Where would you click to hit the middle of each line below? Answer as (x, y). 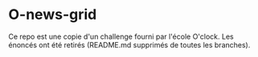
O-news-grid (53, 15)
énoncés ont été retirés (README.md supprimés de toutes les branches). (129, 44)
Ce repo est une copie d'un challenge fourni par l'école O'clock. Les (121, 36)
